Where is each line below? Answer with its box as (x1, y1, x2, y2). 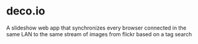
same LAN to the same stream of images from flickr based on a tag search (6, 30, 193, 37)
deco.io (6, 4, 45, 18)
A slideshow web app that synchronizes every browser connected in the (6, 24, 186, 31)
